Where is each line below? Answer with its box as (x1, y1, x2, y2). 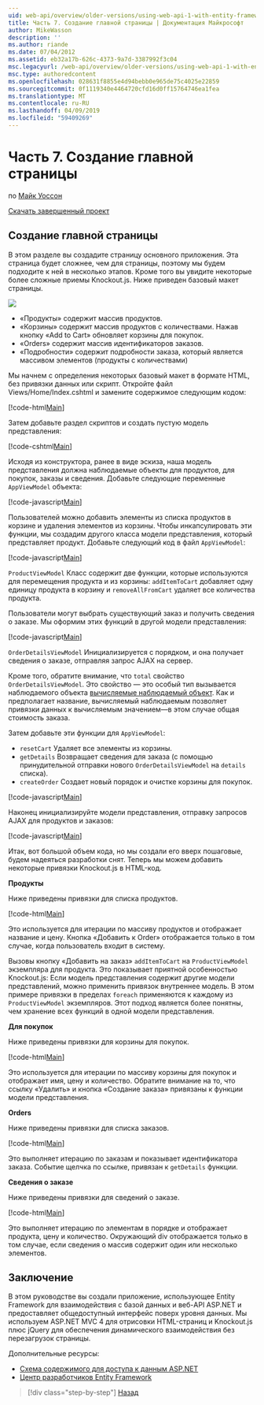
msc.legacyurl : (8, 63, 58, 71)
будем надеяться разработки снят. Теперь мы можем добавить (8, 854, 223, 864)
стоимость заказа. (8, 712, 71, 722)
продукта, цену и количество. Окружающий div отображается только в (8, 1231, 248, 1241)
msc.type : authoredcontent (8, 70, 97, 78)
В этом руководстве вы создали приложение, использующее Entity (8, 1292, 236, 1301)
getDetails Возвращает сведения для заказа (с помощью (19, 752, 214, 761)
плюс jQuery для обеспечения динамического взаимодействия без (8, 1325, 235, 1335)
